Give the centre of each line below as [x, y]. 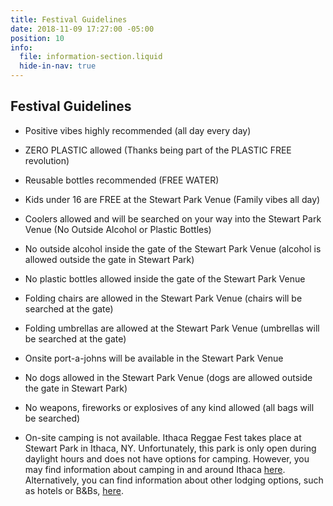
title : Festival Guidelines [69, 19]
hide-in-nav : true [58, 66]
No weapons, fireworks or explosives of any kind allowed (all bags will [169, 407]
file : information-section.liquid [91, 57]
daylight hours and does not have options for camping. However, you [167, 458]
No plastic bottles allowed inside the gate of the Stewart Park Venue [165, 278]
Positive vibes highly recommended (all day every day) [138, 130]
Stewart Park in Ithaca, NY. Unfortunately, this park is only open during [170, 448]
